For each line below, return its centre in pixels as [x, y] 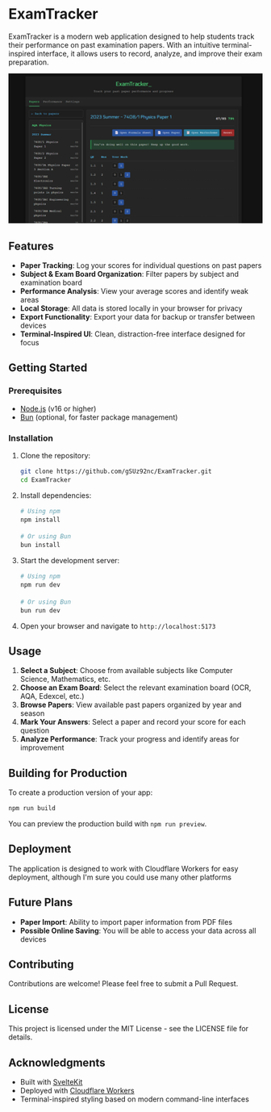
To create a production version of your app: [81, 792]
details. [21, 1037]
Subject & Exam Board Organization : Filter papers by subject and [129, 274]
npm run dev [40, 585]
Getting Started [48, 368]
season [32, 713]
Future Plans [41, 903]
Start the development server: [70, 561]
